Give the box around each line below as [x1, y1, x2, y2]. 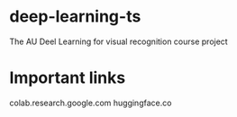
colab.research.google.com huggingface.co [9, 97, 172, 108]
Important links [9, 67, 126, 88]
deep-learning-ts [9, 6, 141, 27]
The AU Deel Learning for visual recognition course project [9, 36, 228, 47]
